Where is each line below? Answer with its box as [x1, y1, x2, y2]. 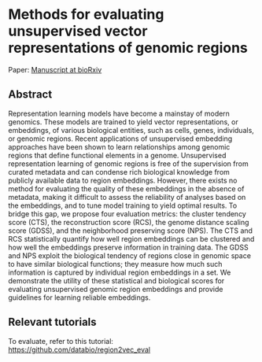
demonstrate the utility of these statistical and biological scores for [8, 275, 225, 285]
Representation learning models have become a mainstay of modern [8, 109, 231, 118]
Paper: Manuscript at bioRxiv [8, 65, 102, 74]
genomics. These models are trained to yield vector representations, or [8, 116, 238, 127]
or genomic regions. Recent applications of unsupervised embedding [8, 134, 233, 143]
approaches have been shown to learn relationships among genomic [8, 142, 231, 151]
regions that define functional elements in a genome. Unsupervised [8, 150, 227, 160]
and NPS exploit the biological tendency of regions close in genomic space [8, 250, 252, 260]
